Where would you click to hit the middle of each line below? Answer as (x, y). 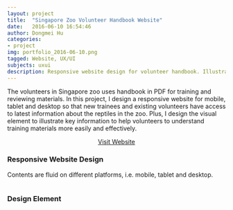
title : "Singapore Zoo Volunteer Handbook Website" (85, 20)
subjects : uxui (29, 65)
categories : (24, 40)
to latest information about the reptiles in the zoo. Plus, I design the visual (112, 113)
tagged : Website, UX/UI (42, 59)
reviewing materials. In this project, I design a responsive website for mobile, (116, 98)
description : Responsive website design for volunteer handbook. (103, 71)
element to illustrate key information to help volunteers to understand (106, 121)
